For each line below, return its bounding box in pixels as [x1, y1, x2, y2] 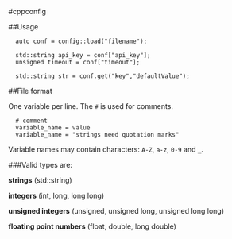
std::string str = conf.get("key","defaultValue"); [15, 72, 191, 80]
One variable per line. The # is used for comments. [8, 102, 173, 110]
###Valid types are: [8, 160, 73, 169]
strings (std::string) [8, 175, 73, 185]
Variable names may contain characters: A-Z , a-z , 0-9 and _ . [8, 145, 204, 154]
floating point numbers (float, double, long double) [8, 222, 177, 231]
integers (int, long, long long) [8, 191, 105, 200]
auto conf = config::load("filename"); [15, 37, 148, 45]
